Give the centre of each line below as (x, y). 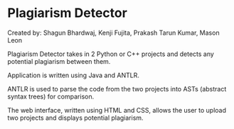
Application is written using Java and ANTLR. (74, 75)
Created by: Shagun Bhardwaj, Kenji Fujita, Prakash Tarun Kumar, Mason (113, 33)
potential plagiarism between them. (59, 61)
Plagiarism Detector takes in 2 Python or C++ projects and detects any (111, 54)
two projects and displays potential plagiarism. (75, 118)
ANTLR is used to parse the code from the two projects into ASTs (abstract (117, 89)
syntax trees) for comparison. (51, 96)
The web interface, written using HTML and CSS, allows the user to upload (117, 110)
